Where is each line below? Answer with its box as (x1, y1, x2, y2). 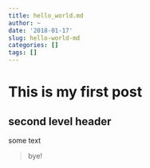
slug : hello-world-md (8, 33, 81, 42)
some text (8, 136, 41, 145)
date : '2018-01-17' (8, 26, 73, 34)
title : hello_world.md (8, 11, 84, 20)
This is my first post (8, 83, 143, 101)
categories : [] (8, 41, 59, 49)
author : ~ (8, 19, 41, 27)
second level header (8, 115, 112, 128)
